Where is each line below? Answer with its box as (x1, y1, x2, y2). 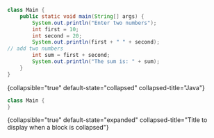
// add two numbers (7, 45, 64, 52)
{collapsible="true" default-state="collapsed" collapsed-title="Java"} (7, 83, 205, 92)
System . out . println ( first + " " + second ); (32, 39, 160, 46)
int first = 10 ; (32, 26, 79, 33)
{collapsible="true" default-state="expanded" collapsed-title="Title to (7, 116, 208, 124)
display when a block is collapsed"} (7, 123, 109, 132)
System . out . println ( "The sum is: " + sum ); (32, 58, 160, 65)
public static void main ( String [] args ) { (19, 12, 145, 20)
